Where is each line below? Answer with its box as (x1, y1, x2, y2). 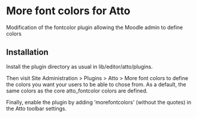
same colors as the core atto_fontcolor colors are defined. (6, 87, 148, 94)
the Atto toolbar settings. (6, 105, 67, 112)
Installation (6, 47, 49, 58)
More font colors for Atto (6, 4, 131, 18)
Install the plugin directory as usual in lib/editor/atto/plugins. (6, 63, 153, 70)
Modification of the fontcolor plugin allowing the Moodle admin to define (6, 24, 183, 31)
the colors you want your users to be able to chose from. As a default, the (6, 81, 186, 88)
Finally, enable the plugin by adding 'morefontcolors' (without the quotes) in (6, 98, 192, 106)
